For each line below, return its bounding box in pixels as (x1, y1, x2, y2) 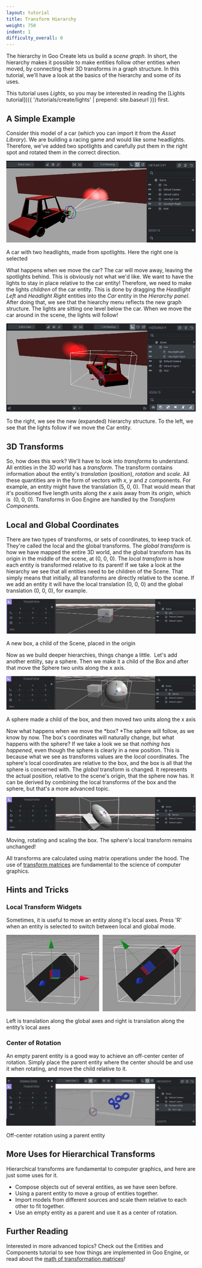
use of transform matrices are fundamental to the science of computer (6, 861, 182, 868)
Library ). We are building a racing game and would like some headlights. (6, 136, 185, 143)
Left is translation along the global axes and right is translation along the (6, 1017, 185, 1025)
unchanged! (6, 843, 36, 850)
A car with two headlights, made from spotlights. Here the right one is (6, 248, 179, 255)
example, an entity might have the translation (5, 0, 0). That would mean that (6, 483, 195, 490)
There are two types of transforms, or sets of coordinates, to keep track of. (6, 536, 192, 543)
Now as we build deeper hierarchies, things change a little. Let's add (6, 651, 177, 659)
